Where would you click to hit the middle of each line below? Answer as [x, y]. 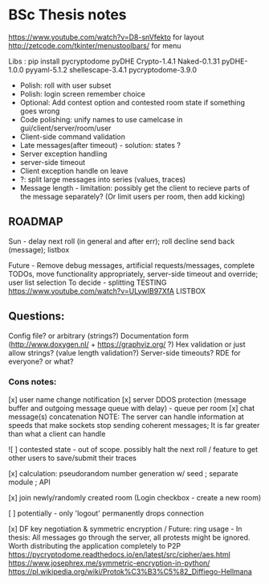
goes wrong [40, 111]
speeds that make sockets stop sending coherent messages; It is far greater [134, 425]
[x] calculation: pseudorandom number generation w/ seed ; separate [123, 473]
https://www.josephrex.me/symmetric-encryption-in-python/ [109, 563]
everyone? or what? [41, 361]
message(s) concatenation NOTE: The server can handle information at [126, 417]
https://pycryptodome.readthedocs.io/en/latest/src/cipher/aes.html [119, 554]
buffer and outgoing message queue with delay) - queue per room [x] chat [132, 408]
